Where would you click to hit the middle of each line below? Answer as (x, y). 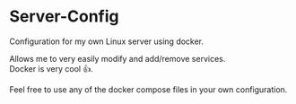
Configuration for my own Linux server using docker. (107, 41)
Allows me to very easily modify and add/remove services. (118, 58)
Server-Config (64, 17)
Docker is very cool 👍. (52, 68)
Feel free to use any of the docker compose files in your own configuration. (148, 89)
